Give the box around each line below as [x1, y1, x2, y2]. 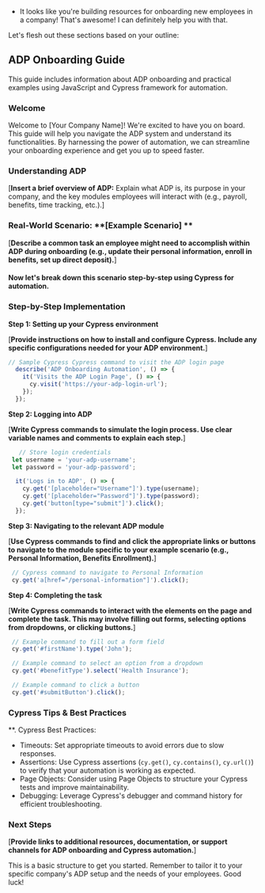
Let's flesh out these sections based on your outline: [8, 31, 180, 40]
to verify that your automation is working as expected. [19, 766, 196, 775]
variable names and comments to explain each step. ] [8, 433, 186, 443]
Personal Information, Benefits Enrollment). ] [8, 553, 157, 563]
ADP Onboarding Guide [8, 53, 125, 66]
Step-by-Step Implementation [8, 301, 126, 312]
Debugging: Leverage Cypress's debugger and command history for [19, 791, 243, 800]
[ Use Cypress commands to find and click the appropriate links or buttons [8, 536, 256, 545]
